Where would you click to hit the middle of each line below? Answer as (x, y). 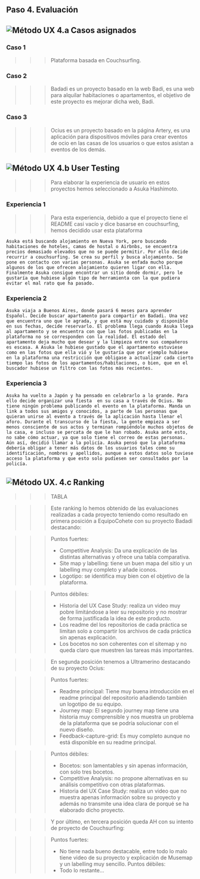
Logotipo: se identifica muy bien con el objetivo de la (124, 576)
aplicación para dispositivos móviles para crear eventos (119, 137)
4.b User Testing (88, 168)
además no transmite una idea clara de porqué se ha (124, 804)
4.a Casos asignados (96, 30)
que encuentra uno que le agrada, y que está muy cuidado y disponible (97, 321)
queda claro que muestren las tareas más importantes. (127, 650)
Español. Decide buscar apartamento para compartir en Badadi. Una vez (97, 316)
